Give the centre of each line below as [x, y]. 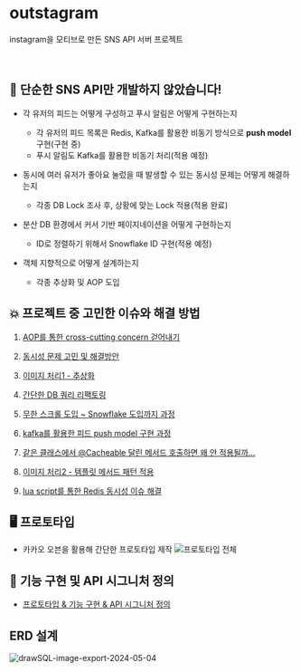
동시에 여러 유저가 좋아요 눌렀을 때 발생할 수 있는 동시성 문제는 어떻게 [144, 174]
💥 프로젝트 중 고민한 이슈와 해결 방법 [105, 314]
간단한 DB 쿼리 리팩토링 [64, 394]
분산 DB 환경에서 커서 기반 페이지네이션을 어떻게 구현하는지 [127, 224]
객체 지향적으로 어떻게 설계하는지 [80, 263]
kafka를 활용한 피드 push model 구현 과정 [97, 433]
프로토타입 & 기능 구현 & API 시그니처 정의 [96, 604]
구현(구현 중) [58, 144]
